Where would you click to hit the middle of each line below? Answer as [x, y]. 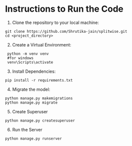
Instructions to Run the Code [64, 9]
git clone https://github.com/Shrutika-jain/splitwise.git [66, 31]
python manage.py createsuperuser [40, 121]
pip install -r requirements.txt [39, 80]
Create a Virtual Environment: [42, 44]
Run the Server [27, 129]
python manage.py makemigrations [39, 98]
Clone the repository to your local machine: [55, 22]
